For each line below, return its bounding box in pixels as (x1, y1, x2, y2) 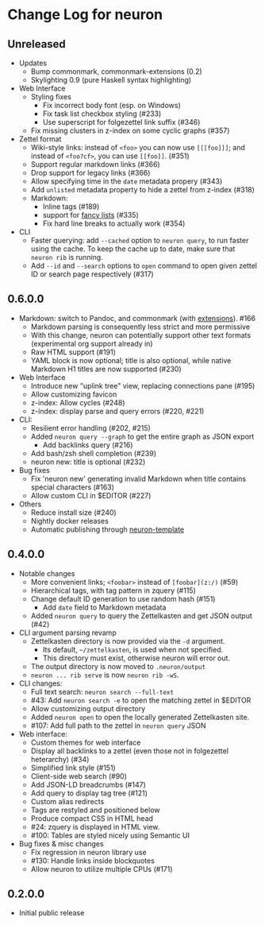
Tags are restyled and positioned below (30, 805, 160, 815)
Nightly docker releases (30, 516, 109, 525)
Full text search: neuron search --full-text (30, 687, 174, 696)
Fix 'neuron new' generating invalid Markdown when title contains (30, 474, 247, 483)
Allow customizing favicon (30, 389, 117, 399)
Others (18, 499, 42, 509)
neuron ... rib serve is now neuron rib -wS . (30, 670, 179, 679)
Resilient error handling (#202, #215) (30, 423, 152, 432)
